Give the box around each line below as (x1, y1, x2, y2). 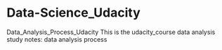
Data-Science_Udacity (6, 5, 141, 21)
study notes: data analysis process (6, 35, 107, 43)
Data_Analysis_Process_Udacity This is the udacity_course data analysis (6, 28, 216, 36)
